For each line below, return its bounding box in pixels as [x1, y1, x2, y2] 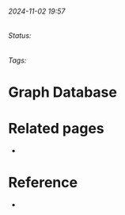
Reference [8, 174, 78, 192]
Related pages [8, 120, 104, 138]
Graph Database [8, 83, 117, 101]
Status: [8, 31, 32, 40]
